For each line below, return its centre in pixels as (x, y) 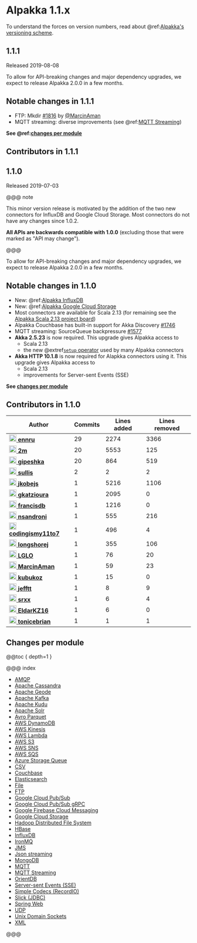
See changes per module (37, 386)
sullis (26, 473)
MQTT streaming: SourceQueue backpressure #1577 (78, 331)
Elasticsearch (31, 779)
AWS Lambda (31, 736)
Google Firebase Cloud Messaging (56, 810)
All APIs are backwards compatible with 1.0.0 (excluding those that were (95, 232)
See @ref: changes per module (44, 133)
